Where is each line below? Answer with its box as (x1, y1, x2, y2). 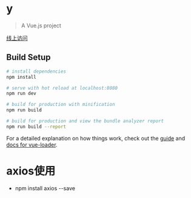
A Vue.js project (21, 22, 62, 29)
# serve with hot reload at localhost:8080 (6, 85, 118, 91)
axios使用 (6, 164, 56, 177)
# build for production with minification (6, 102, 115, 108)
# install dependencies (6, 68, 67, 74)
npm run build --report (6, 124, 67, 130)
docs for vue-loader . (6, 141, 58, 148)
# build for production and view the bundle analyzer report (6, 118, 164, 124)
